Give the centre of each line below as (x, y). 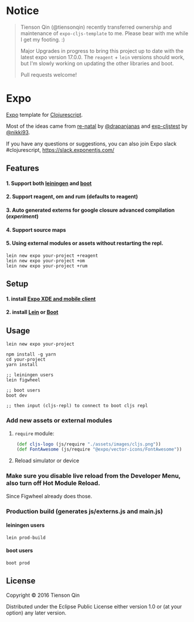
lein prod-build (26, 538)
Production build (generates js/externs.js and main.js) (84, 511)
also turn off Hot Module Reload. (53, 484)
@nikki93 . (18, 132)
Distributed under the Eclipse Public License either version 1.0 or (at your (94, 606)
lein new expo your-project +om (45, 261)
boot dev (17, 395)
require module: (34, 433)
